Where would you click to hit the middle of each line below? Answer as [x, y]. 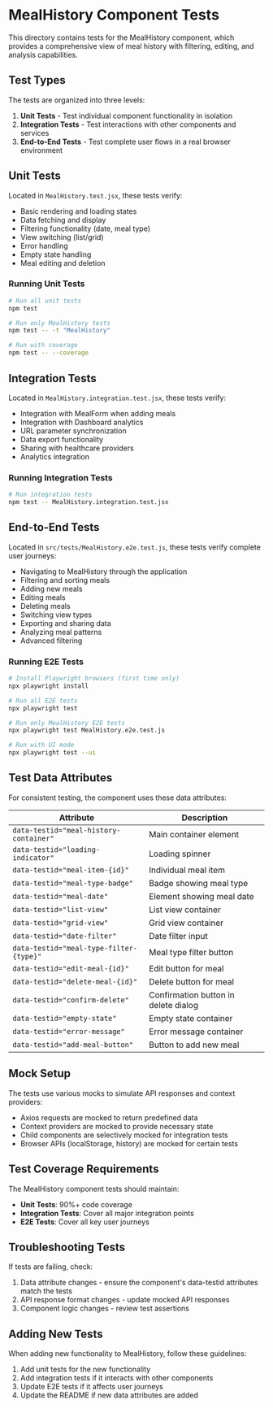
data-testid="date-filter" [65, 936]
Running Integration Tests [61, 477]
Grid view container [186, 923]
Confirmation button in [192, 995]
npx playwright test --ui [52, 753]
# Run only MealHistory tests [60, 323]
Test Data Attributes [61, 778]
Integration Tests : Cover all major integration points [107, 1213]
